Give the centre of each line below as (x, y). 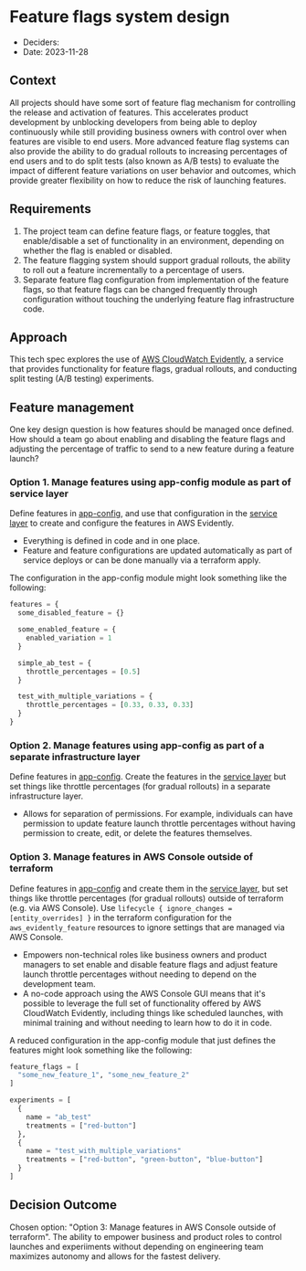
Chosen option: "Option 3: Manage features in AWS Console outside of (143, 1227)
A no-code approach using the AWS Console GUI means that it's (144, 993)
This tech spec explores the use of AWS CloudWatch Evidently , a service (147, 359)
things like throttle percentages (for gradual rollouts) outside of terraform (147, 898)
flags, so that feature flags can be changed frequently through (140, 289)
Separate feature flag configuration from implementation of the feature (156, 280)
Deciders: (41, 42)
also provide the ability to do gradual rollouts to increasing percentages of (148, 151)
